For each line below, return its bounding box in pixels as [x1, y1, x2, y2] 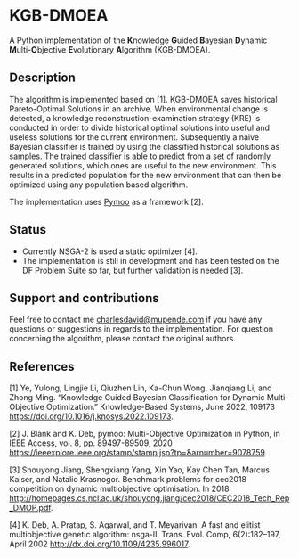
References [9, 358, 75, 374]
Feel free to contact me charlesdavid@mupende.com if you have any [9, 314, 263, 325]
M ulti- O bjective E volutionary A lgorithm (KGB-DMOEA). [9, 44, 211, 54]
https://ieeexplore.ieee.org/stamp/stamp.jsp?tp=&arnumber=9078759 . [9, 447, 268, 458]
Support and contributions [9, 291, 160, 306]
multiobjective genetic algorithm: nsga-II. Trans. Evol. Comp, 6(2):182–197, [9, 529, 281, 540]
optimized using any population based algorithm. [9, 179, 189, 190]
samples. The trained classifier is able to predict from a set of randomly [9, 151, 271, 161]
